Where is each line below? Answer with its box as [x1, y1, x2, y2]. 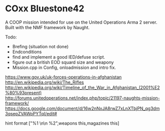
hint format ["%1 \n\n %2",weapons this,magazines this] [5, 120, 120, 126]
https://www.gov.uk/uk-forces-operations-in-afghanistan [5, 74, 122, 80]
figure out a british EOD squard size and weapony [12, 59, 114, 65]
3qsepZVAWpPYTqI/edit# [5, 110, 57, 116]
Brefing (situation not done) [12, 43, 69, 49]
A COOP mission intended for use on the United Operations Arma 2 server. [5, 19, 158, 25]
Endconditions [12, 49, 42, 55]
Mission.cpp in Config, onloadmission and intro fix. [12, 65, 116, 70]
